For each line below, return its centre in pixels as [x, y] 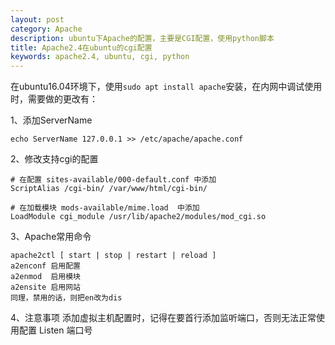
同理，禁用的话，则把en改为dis [66, 298]
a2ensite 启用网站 [45, 287]
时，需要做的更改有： [54, 99]
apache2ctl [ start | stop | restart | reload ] [113, 256]
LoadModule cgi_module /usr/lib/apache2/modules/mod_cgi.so [138, 217]
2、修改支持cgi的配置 [54, 159]
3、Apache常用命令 [51, 237]
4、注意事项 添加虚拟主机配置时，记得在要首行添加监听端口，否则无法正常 [163, 318]
